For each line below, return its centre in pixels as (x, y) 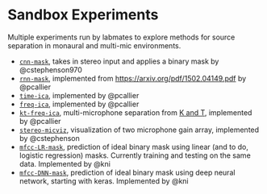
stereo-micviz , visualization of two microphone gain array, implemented (139, 130)
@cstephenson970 (50, 69)
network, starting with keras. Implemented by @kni (104, 181)
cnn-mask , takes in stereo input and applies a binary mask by (119, 61)
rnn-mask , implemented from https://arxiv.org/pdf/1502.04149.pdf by (133, 78)
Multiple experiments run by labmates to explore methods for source (121, 37)
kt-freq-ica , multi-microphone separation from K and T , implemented (136, 112)
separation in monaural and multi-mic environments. (94, 45)
